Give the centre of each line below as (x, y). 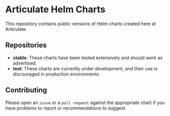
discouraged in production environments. (56, 74)
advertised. (25, 63)
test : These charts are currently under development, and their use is (85, 68)
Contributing (26, 90)
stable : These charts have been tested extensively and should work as (88, 57)
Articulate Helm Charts (55, 9)
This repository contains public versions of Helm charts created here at (81, 24)
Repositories (26, 45)
